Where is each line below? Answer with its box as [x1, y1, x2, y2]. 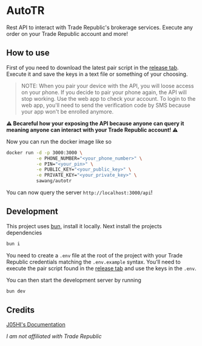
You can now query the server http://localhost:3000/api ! [6, 189, 153, 196]
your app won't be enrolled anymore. [21, 107, 114, 115]
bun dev [6, 288, 26, 294]
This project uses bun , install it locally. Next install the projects [6, 222, 162, 229]
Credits [6, 305, 35, 315]
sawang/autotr [36, 178, 72, 184]
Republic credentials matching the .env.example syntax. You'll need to [6, 258, 181, 265]
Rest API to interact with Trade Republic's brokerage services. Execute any [6, 24, 193, 31]
